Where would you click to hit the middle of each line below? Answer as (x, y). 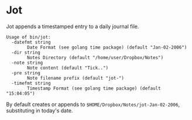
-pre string (26, 73)
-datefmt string (31, 42)
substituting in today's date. (40, 110)
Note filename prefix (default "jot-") (76, 78)
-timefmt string (31, 83)
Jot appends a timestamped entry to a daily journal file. (73, 26)
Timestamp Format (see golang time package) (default (94, 88)
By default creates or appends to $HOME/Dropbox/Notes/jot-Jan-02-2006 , (93, 104)
